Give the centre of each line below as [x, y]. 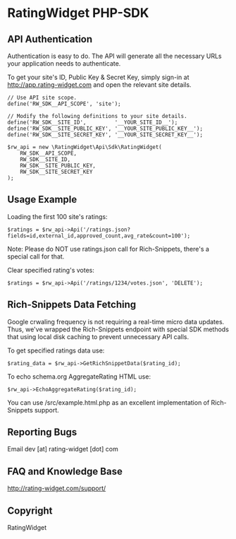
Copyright [30, 510]
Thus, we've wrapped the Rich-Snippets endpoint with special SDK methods [118, 329]
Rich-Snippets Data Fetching [72, 305]
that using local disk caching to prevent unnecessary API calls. [98, 336]
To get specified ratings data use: [56, 350]
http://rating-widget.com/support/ [57, 488]
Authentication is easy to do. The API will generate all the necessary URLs [114, 56]
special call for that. [36, 256]
